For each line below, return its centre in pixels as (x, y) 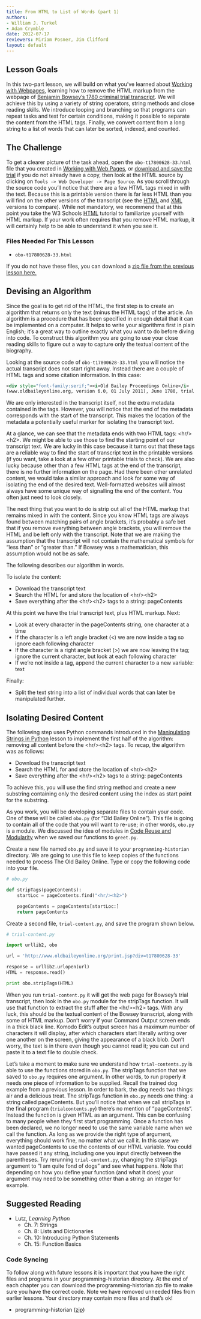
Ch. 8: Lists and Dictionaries (59, 1231)
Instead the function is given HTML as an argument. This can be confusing (98, 1115)
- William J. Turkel (32, 23)
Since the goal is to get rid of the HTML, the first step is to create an (90, 306)
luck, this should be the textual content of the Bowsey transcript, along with (100, 1014)
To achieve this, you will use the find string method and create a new (91, 788)
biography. (19, 350)
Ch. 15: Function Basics (53, 1244)
